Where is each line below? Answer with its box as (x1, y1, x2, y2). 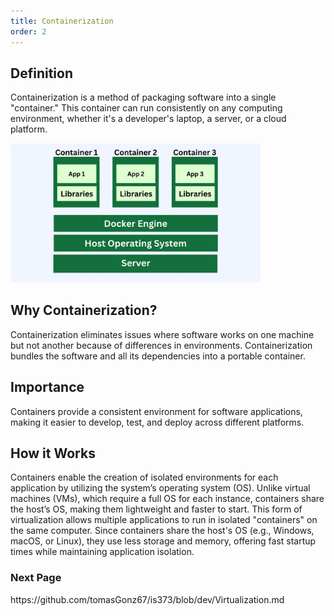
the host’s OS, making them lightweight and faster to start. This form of (10, 503, 303, 515)
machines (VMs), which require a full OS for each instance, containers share (10, 493, 325, 505)
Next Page (10, 571, 62, 585)
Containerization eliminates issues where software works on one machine (10, 328, 315, 340)
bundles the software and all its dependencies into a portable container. (10, 350, 306, 362)
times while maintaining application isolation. (10, 546, 195, 558)
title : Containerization (10, 16, 114, 26)
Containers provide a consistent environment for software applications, (10, 405, 303, 417)
